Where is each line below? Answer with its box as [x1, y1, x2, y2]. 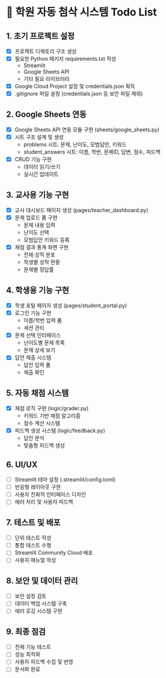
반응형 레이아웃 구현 [14, 483, 61, 490]
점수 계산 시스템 [23, 420, 60, 427]
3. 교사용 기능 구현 [6, 189, 69, 199]
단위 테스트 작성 [14, 534, 51, 541]
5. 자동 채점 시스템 [6, 388, 69, 398]
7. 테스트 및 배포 [6, 517, 61, 527]
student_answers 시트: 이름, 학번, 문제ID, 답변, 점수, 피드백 [23, 148, 161, 156]
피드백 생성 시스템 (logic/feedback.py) [14, 427, 105, 434]
